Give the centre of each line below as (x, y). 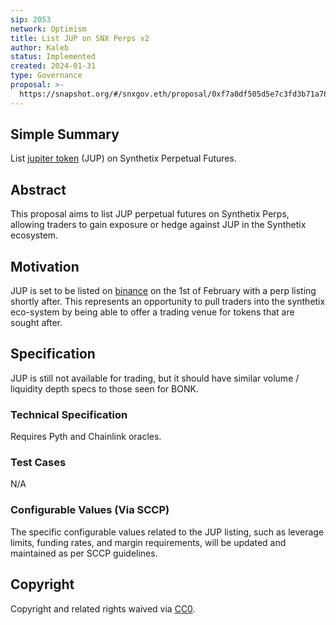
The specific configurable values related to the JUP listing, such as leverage (167, 532)
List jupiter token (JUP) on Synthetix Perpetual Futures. (123, 158)
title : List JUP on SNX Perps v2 (80, 38)
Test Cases (38, 463)
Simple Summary (65, 134)
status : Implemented (53, 57)
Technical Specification (69, 414)
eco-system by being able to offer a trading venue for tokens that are (152, 312)
